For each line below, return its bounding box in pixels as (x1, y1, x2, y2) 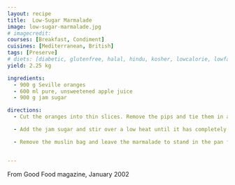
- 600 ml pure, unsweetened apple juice (13, 88, 133, 95)
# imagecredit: (7, 29, 52, 37)
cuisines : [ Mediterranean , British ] (7, 43, 114, 50)
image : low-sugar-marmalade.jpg (7, 23, 101, 30)
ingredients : (7, 75, 45, 82)
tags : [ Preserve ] (7, 50, 58, 57)
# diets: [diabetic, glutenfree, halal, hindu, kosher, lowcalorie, (7, 56, 211, 63)
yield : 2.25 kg (7, 62, 52, 69)
